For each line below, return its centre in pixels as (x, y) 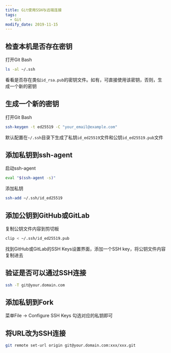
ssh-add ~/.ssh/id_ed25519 (34, 198)
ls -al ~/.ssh (20, 70)
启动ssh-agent (20, 168)
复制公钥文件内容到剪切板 (32, 229)
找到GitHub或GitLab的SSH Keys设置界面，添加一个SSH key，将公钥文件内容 (86, 248)
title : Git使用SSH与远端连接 (34, 10)
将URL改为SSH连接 (36, 333)
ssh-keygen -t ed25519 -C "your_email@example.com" (61, 127)
